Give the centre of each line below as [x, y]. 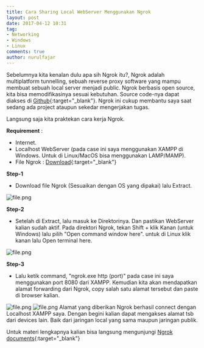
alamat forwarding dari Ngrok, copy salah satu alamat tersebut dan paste [107, 289]
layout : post [23, 18]
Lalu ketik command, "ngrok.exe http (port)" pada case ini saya [94, 275]
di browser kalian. [37, 295]
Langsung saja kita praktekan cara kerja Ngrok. [65, 119]
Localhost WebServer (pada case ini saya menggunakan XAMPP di [99, 149]
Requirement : [25, 130]
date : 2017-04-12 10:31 [37, 23]
